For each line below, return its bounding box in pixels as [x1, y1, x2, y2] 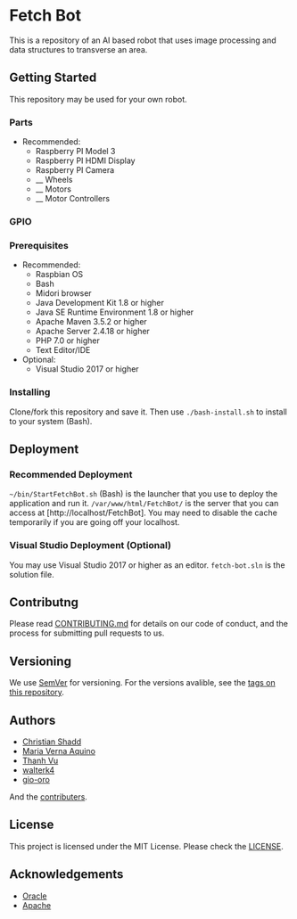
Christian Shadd [21, 736, 82, 747]
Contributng [9, 595, 78, 610]
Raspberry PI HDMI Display [35, 155, 136, 166]
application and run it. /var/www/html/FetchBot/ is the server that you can [9, 498, 279, 509]
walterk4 [21, 764, 55, 775]
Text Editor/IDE [35, 345, 91, 356]
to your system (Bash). [9, 415, 93, 426]
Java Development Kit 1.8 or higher [35, 298, 165, 308]
